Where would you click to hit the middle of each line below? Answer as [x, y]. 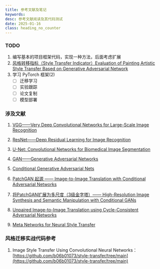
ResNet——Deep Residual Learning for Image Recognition [72, 139]
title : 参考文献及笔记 [26, 10]
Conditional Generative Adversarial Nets [53, 168]
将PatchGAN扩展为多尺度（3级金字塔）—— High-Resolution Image [81, 195]
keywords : [15, 14]
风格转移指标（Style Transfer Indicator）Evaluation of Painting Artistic [83, 63]
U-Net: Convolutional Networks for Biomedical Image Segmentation [81, 149]
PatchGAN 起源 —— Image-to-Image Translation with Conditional [79, 179]
